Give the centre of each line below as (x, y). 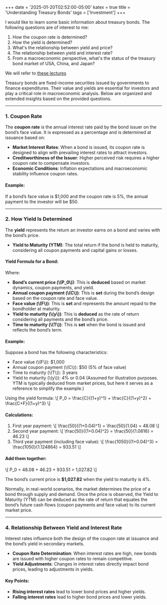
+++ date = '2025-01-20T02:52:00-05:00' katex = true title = (68, 7)
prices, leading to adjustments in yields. (53, 569)
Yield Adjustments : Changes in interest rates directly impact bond (81, 564)
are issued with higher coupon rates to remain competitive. (73, 558)
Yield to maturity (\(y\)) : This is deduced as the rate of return (76, 314)
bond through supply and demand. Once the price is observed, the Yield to (82, 494)
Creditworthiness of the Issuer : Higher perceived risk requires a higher (86, 158)
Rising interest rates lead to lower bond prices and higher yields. (79, 592)
